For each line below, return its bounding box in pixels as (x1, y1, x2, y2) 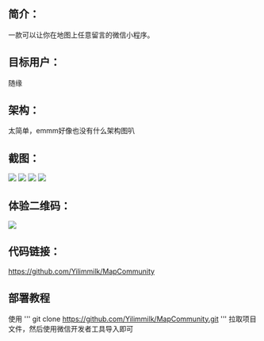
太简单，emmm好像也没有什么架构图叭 (8, 126, 135, 136)
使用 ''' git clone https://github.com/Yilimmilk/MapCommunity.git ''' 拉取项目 (8, 314, 257, 324)
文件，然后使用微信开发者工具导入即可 (8, 324, 133, 333)
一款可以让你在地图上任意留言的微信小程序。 (8, 30, 155, 40)
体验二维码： (8, 199, 71, 213)
